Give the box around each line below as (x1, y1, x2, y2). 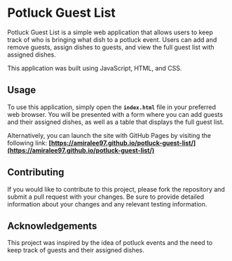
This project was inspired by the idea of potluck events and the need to (7, 239, 213, 247)
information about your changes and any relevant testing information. (7, 199, 207, 208)
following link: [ (7, 139, 51, 147)
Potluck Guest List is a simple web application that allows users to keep (7, 28, 214, 36)
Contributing (7, 167, 64, 178)
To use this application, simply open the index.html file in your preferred (7, 103, 216, 111)
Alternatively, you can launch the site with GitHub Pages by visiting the (7, 131, 212, 139)
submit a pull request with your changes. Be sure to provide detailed (7, 192, 205, 201)
